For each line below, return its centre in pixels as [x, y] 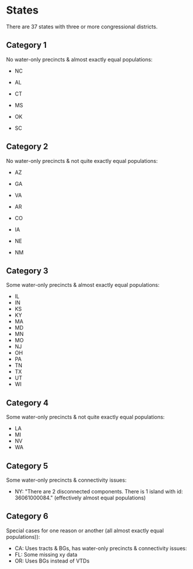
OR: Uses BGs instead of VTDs [52, 561]
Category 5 [27, 466]
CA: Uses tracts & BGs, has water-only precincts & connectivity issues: [101, 548]
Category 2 [27, 147]
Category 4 [27, 403]
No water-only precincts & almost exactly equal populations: [79, 59]
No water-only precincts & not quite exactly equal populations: [82, 161]
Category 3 [27, 271]
